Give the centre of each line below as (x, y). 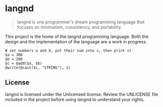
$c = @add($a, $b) (24, 63)
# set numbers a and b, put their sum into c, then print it (68, 51)
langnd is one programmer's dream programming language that (81, 22)
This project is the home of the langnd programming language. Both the (77, 36)
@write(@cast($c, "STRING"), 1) (38, 68)
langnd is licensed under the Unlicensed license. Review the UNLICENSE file (81, 94)
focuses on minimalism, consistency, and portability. (69, 27)
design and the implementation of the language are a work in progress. (76, 41)
